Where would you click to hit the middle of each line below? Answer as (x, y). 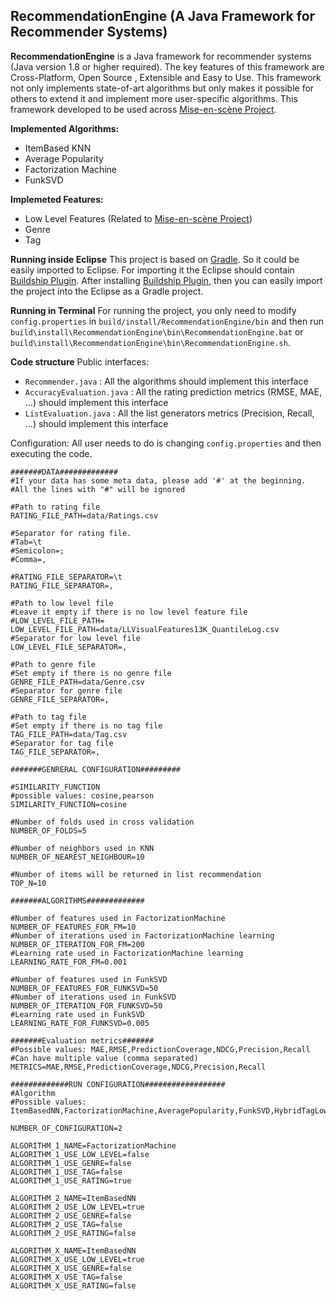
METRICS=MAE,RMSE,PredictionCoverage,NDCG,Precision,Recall (138, 1067)
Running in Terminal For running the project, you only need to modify (153, 310)
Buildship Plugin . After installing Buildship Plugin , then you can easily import (166, 280)
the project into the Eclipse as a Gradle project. (107, 291)
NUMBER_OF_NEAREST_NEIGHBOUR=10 (77, 857)
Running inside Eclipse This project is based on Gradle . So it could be (155, 259)
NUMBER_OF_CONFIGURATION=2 (66, 1128)
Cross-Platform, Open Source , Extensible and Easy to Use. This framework (166, 77)
